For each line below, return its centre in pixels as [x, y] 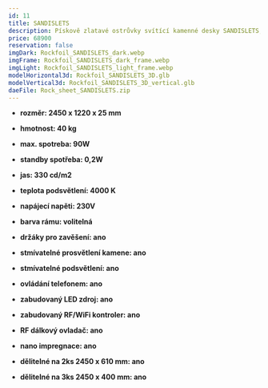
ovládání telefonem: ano [61, 284]
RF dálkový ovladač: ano [61, 330]
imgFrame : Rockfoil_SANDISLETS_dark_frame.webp [89, 61]
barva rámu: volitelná [56, 222]
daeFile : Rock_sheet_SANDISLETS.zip [69, 90]
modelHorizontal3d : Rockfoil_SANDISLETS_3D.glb [89, 75]
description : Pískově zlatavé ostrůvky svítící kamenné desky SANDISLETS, [136, 30]
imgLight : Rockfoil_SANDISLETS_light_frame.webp [91, 68]
